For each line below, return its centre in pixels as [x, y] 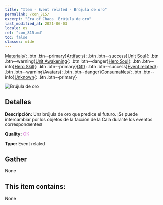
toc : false [16, 38]
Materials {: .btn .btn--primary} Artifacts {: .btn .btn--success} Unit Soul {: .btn [82, 56]
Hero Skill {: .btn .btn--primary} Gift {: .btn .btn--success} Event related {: [86, 66]
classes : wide [20, 42]
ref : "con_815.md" [24, 33]
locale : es [16, 28]
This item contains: [35, 186]
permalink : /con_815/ [27, 14]
